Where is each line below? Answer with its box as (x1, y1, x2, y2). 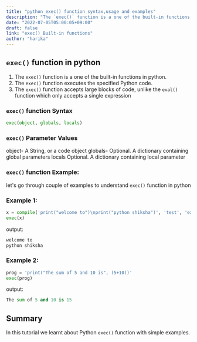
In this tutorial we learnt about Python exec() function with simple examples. (6, 329, 191, 336)
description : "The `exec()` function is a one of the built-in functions (6, 14, 191, 20)
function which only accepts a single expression (14, 92, 131, 99)
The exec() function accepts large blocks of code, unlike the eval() (14, 86, 178, 93)
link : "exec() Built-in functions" (6, 31, 93, 36)
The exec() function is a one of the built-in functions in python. (14, 73, 167, 80)
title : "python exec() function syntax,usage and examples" (6, 8, 157, 15)
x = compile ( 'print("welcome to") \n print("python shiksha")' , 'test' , (6, 209, 182, 215)
